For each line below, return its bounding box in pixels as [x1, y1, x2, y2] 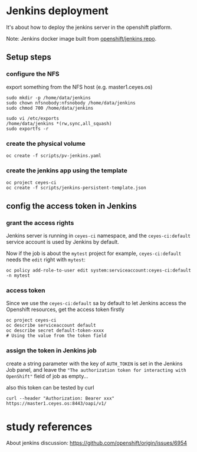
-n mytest [6, 273, 31, 279]
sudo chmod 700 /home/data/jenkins [6, 105, 94, 111]
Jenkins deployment [6, 4, 109, 18]
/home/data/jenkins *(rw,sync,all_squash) [6, 120, 112, 126]
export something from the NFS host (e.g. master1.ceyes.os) [6, 83, 153, 90]
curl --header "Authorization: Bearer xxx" [6, 395, 115, 401]
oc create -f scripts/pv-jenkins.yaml [6, 152, 101, 159]
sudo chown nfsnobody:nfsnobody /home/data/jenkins [6, 100, 136, 106]
